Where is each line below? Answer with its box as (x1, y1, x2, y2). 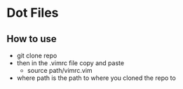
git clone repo (16, 51, 57, 60)
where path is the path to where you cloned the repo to (16, 74, 176, 82)
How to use (6, 33, 57, 45)
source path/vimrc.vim (27, 67, 93, 74)
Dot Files (6, 5, 59, 21)
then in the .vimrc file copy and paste (16, 59, 124, 67)
